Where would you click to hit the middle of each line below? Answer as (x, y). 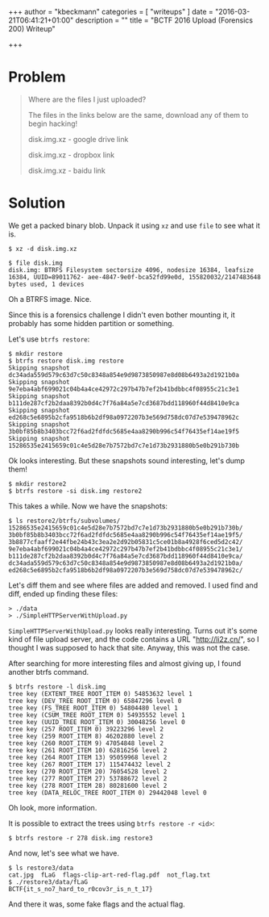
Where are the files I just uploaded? (87, 99)
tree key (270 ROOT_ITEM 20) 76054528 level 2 (88, 771)
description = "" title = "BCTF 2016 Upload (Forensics (164, 20)
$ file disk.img (35, 263)
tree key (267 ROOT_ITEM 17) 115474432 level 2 (90, 764)
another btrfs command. (49, 672)
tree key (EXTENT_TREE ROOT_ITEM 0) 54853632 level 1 (101, 693)
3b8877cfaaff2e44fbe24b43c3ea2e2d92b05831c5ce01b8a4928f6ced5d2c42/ (126, 542)
